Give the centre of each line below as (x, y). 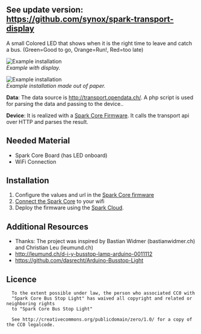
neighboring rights (31, 304)
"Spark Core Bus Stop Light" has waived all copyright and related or (102, 298)
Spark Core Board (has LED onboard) (61, 155)
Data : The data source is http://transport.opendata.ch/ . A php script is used (100, 97)
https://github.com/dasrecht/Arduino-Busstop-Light (79, 261)
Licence (22, 279)
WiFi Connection (36, 161)
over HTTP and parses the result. (47, 122)
